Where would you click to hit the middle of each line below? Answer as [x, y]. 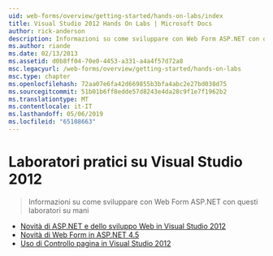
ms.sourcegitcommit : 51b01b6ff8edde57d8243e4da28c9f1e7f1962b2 [118, 91]
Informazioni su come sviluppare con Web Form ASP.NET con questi [143, 202]
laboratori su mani [58, 210]
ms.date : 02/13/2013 [43, 54]
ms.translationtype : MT [49, 99]
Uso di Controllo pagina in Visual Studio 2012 [95, 243]
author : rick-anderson [47, 31]
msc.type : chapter [39, 76]
